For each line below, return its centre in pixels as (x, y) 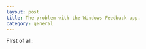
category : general (30, 23)
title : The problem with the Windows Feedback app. (73, 18)
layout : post (23, 12)
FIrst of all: (20, 41)
